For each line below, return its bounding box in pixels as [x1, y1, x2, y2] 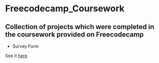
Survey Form [12, 43, 39, 49]
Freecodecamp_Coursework [5, 3, 125, 14]
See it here [5, 53, 27, 59]
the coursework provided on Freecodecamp [5, 30, 144, 38]
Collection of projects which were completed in [5, 23, 155, 31]
